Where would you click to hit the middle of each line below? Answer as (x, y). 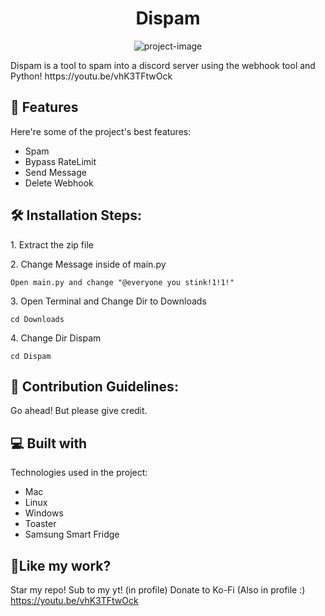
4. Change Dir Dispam (56, 338)
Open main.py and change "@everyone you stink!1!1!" (122, 282)
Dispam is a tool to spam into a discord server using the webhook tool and (163, 65)
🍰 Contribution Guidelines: (94, 386)
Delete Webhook (59, 183)
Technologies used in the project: (79, 473)
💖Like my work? (61, 565)
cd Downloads (37, 319)
